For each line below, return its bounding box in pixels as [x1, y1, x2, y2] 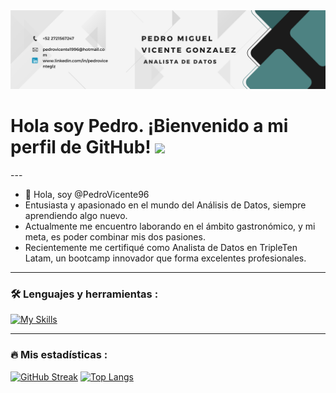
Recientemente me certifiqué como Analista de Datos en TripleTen [24, 241, 298, 253]
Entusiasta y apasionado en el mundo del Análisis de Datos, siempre [24, 199, 307, 211]
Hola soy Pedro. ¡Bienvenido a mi [10, 115, 289, 138]
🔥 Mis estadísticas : [10, 348, 108, 362]
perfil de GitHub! [10, 136, 152, 159]
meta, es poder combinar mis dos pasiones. [24, 230, 206, 243]
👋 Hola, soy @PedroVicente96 [24, 188, 150, 200]
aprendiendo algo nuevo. [24, 209, 128, 221]
